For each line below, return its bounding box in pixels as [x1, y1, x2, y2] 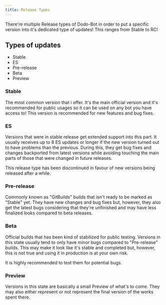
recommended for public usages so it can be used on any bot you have [5, 105, 152, 111]
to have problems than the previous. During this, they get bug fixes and [5, 145, 151, 151]
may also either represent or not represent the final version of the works [5, 288, 153, 294]
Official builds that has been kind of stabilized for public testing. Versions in [5, 234, 161, 240]
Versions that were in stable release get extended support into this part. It [5, 134, 157, 140]
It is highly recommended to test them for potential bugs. [5, 259, 122, 265]
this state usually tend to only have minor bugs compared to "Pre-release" [5, 239, 158, 245]
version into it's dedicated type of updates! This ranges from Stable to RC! [5, 26, 158, 33]
